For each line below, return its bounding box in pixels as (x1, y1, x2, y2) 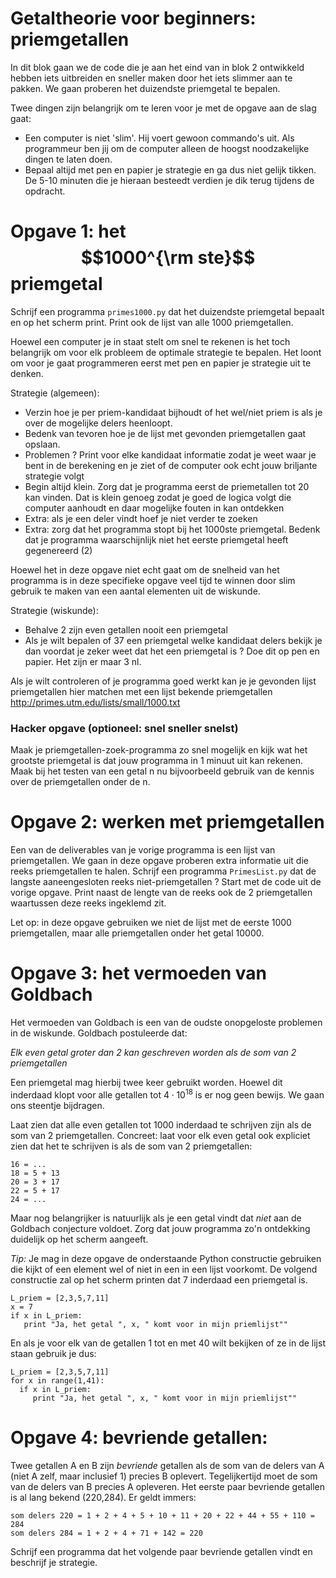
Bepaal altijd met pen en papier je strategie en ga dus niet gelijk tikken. (24, 163, 317, 176)
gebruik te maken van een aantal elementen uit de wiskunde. (10, 585, 261, 597)
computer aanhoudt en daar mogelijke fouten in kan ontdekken (24, 502, 285, 514)
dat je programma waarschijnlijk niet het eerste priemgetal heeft (24, 533, 289, 546)
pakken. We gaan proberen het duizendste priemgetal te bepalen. (10, 82, 281, 94)
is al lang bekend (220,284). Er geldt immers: (10, 1491, 197, 1503)
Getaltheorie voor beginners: (10, 7, 257, 30)
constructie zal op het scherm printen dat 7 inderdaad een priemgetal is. (10, 1273, 308, 1286)
